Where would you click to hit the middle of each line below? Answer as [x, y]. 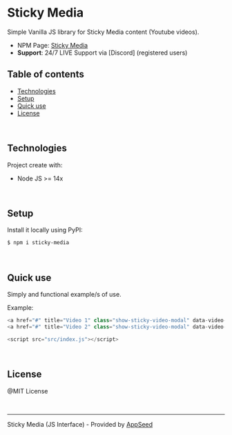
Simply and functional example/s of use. [65, 295]
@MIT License [28, 391]
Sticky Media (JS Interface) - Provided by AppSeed [80, 424]
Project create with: [35, 165]
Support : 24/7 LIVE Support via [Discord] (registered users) [102, 53]
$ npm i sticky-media [38, 243]
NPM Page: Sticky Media [52, 45]
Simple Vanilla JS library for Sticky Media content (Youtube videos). [103, 32]
